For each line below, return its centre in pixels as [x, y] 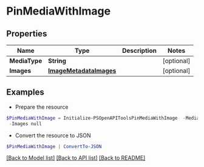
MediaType [26, 61]
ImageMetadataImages [82, 71]
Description [139, 51]
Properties [27, 34]
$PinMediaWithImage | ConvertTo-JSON [54, 146]
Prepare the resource [42, 107]
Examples [25, 92]
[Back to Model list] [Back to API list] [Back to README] [76, 158]
